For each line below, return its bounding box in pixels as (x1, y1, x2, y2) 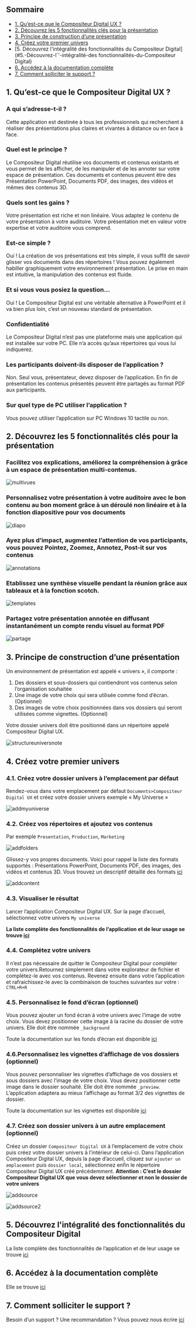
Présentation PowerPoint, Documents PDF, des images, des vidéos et (6, 178, 174, 185)
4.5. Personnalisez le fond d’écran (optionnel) (6, 998, 139, 1006)
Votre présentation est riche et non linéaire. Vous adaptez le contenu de (6, 212, 180, 219)
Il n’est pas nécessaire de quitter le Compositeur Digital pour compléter (6, 959, 177, 966)
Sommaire (6, 5, 44, 15)
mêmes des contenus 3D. (6, 183, 68, 190)
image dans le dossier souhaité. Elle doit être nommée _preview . (6, 1083, 161, 1090)
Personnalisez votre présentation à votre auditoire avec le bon (6, 494, 186, 502)
